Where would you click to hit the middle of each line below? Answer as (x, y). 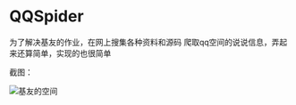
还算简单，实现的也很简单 (64, 53)
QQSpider (47, 16)
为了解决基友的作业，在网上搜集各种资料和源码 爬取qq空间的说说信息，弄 (144, 42)
